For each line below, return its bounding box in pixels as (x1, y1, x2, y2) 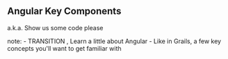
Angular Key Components (7, 5, 122, 17)
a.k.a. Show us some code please (7, 23, 104, 32)
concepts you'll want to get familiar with (7, 44, 122, 52)
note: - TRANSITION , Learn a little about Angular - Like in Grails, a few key (7, 37, 221, 45)
